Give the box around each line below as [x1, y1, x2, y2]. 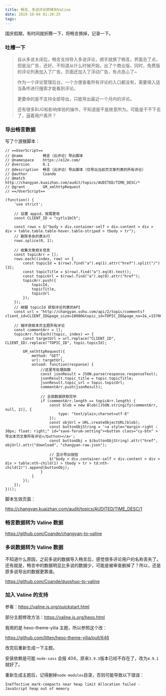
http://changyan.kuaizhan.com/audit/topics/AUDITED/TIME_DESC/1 [5, 506, 142, 512]
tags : [5, 16, 16, 21]
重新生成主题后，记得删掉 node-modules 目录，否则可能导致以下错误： [5, 672, 144, 678]
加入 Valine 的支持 [5, 591, 48, 598]
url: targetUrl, [31, 358, 65, 363]
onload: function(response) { [31, 362, 94, 367]
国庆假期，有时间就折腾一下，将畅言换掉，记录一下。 [5, 31, 114, 37]
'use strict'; [14, 202, 43, 206]
